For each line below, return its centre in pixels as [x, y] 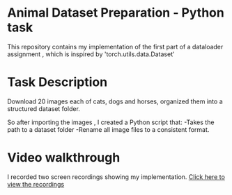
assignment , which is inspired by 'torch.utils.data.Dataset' [91, 54]
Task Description [57, 82]
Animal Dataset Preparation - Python [116, 13]
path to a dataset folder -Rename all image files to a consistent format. [108, 129]
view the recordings [36, 184]
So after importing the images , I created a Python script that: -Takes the [111, 122]
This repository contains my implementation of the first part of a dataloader [115, 46]
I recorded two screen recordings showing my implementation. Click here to [116, 177]
